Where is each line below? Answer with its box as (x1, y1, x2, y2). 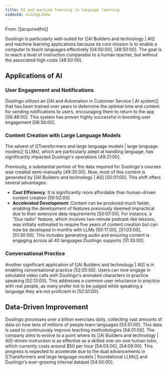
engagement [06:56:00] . (5, 119, 56, 126)
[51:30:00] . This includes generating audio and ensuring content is (12, 232, 150, 238)
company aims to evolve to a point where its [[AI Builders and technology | (5, 332, 158, 338)
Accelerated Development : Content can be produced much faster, (12, 200, 150, 206)
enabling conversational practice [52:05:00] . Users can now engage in (5, 267, 151, 273)
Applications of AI (5, 71, 62, 80)
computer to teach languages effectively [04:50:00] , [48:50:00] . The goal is (5, 46, 162, 52)
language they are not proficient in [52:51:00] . (5, 288, 100, 294)
